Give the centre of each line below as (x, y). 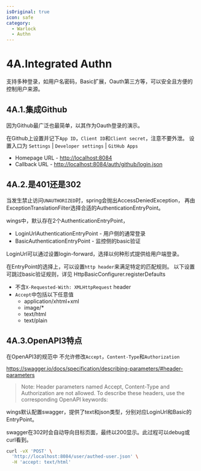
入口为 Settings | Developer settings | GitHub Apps (75, 146)
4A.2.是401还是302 (44, 185)
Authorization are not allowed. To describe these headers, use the (103, 393)
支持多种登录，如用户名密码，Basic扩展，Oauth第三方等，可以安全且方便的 (100, 81)
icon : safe (20, 17)
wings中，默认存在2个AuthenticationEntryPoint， (67, 220)
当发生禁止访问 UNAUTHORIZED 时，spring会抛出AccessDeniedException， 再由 (101, 200)
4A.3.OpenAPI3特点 (44, 341)
